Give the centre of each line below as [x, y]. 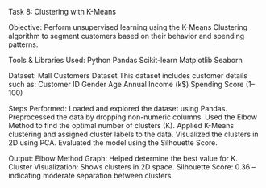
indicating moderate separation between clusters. [91, 175]
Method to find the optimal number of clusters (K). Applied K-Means [121, 125]
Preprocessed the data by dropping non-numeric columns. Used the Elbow [133, 117]
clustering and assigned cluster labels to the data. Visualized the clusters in [134, 134]
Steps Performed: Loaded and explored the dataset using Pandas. [118, 109]
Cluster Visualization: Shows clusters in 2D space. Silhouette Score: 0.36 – [132, 167]
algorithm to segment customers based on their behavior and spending [126, 36]
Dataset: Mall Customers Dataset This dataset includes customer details [128, 75]
